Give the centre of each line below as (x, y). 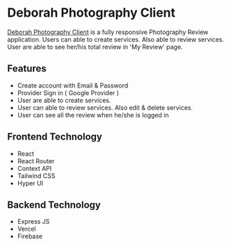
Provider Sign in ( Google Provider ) (68, 92)
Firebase (30, 236)
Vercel (26, 229)
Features (27, 68)
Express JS (33, 222)
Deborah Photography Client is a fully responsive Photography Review (108, 32)
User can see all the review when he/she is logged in (93, 115)
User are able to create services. (64, 100)
